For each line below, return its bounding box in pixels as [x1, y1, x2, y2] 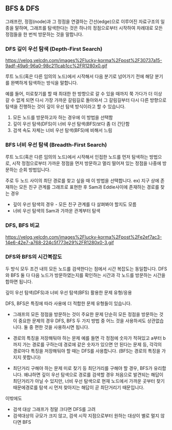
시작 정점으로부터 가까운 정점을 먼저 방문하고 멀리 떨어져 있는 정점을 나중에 [12, 160, 162, 166]
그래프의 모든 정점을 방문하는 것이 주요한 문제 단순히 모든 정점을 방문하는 [12, 311, 158, 317]
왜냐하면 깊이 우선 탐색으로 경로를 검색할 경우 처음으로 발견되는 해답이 [24, 372, 164, 378]
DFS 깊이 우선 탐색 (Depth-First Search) [5, 45, 103, 52]
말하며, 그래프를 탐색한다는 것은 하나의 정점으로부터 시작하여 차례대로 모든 [14, 25, 163, 31]
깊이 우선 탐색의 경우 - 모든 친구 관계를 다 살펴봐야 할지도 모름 [12, 201, 137, 207]
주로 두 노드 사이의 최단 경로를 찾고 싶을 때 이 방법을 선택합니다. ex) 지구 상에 [5, 178, 160, 184]
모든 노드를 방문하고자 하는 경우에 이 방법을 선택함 [12, 114, 113, 121]
